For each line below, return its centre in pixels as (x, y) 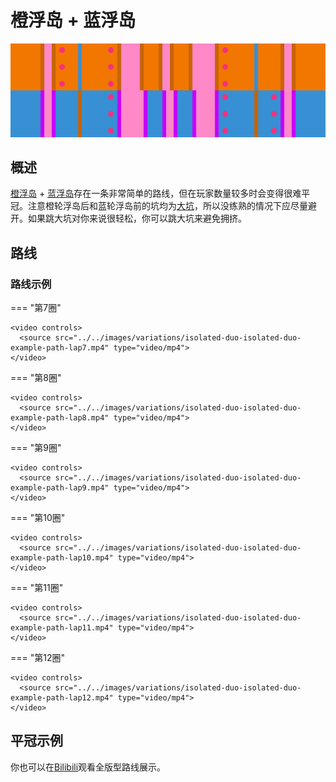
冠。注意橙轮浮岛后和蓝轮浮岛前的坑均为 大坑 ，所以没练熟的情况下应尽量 (159, 206)
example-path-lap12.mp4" (62, 698)
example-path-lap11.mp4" (62, 628)
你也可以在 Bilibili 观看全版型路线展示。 (88, 767)
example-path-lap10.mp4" (62, 558)
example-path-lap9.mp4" (60, 488)
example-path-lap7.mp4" (60, 348)
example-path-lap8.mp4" (60, 418)
